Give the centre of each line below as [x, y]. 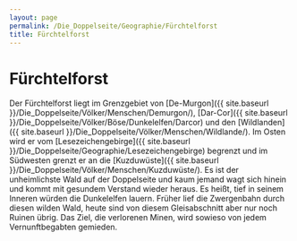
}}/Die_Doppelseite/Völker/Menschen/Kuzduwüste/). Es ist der [124, 170]
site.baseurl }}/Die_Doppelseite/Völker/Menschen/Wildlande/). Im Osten [153, 132]
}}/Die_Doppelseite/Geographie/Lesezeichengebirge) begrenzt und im [139, 151]
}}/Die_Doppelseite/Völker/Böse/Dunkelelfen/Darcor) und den [123, 123]
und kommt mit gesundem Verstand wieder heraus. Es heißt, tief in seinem [147, 189]
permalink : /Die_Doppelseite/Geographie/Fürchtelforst [114, 26]
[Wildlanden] [261, 123]
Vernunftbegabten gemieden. [64, 227]
